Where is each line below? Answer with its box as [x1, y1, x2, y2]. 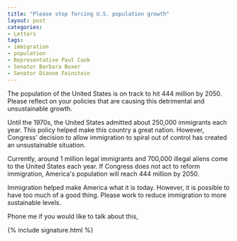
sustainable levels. [7, 198, 62, 206]
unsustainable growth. [7, 104, 72, 113]
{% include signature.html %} [7, 225, 94, 234]
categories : [7, 23, 43, 30]
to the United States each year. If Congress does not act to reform [7, 162, 201, 170]
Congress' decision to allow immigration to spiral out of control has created [7, 133, 227, 142]
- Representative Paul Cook [7, 57, 91, 64]
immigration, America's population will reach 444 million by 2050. [7, 169, 200, 178]
